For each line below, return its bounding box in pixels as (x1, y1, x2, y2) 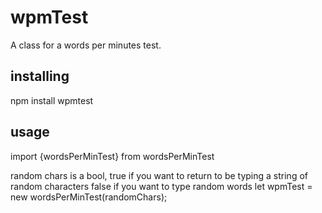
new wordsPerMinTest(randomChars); (10, 191, 168, 203)
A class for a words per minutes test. (10, 39, 162, 51)
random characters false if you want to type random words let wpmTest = (10, 180, 313, 192)
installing (10, 68, 70, 85)
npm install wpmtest (10, 94, 94, 106)
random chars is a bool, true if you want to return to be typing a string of (10, 169, 308, 181)
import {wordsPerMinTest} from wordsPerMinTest (10, 150, 215, 162)
